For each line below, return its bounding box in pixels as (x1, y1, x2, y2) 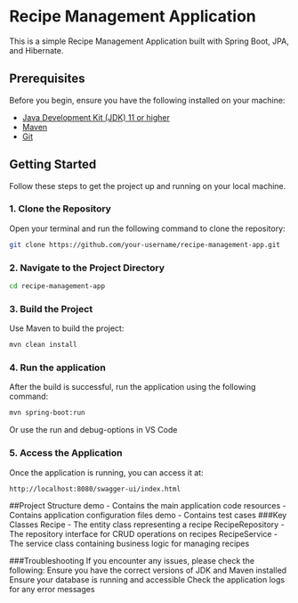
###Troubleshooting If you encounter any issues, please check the (9, 556, 255, 566)
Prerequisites (9, 71, 85, 87)
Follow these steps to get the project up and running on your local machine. (9, 180, 286, 191)
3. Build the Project (9, 302, 93, 315)
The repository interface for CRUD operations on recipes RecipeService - (9, 529, 278, 540)
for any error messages (9, 584, 95, 595)
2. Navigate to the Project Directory (9, 261, 165, 274)
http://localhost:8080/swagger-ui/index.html (9, 484, 181, 493)
